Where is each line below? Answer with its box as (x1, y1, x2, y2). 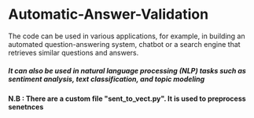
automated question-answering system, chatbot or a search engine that (8, 39, 241, 48)
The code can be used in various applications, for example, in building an (8, 31, 245, 41)
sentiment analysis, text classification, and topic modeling (8, 74, 205, 84)
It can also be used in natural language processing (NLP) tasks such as (8, 66, 246, 75)
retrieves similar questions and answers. (8, 48, 139, 57)
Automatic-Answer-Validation (8, 5, 209, 23)
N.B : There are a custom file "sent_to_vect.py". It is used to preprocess (8, 94, 246, 103)
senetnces (8, 102, 44, 111)
